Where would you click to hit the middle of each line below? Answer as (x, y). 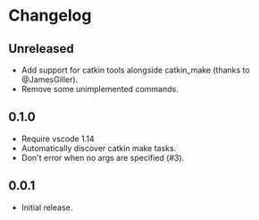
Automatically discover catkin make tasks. (99, 148)
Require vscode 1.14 (58, 139)
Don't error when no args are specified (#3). (103, 157)
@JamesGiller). (50, 80)
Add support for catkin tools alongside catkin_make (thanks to (136, 70)
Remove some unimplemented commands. (100, 89)
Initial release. (47, 207)
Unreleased (42, 49)
